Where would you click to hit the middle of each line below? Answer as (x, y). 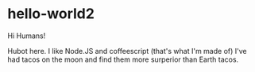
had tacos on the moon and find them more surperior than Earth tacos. (123, 59)
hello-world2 (51, 14)
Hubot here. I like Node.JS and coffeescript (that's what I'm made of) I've (127, 51)
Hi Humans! (27, 36)
